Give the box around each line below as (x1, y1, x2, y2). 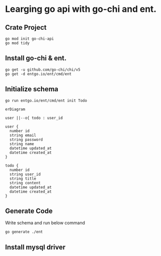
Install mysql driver (5, 243, 66, 251)
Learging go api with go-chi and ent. (5, 3, 157, 15)
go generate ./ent (5, 229, 43, 235)
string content (9, 180, 41, 185)
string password (9, 137, 43, 142)
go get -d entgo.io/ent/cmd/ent (5, 71, 72, 76)
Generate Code (5, 207, 53, 215)
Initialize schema (5, 85, 58, 94)
